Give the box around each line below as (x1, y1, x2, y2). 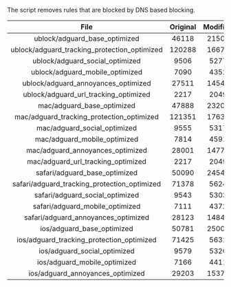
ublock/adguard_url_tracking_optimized (23, 89, 151, 99)
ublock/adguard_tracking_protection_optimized (10, 45, 163, 54)
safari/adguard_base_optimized (35, 168, 138, 178)
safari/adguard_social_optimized (34, 191, 140, 200)
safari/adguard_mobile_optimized (32, 202, 141, 211)
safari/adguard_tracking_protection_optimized (12, 179, 162, 189)
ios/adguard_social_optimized (38, 246, 135, 255)
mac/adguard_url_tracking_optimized (27, 157, 146, 166)
